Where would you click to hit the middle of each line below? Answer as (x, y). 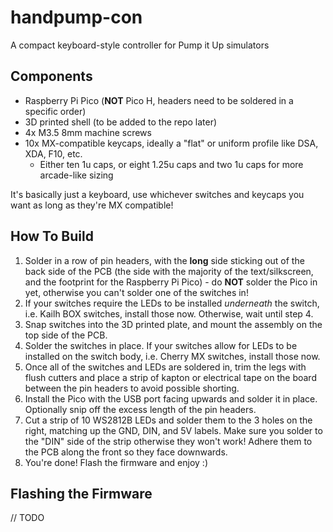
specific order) (55, 111)
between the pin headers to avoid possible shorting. (132, 388)
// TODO (27, 518)
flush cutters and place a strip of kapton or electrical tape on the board (170, 377)
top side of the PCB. (66, 335)
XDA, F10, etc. (53, 153)
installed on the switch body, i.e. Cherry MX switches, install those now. (172, 356)
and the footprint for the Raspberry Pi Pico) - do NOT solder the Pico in (171, 282)
